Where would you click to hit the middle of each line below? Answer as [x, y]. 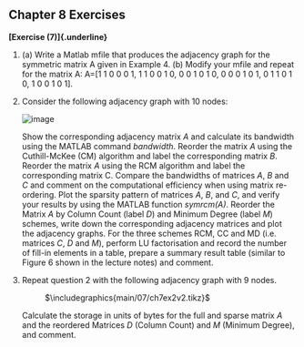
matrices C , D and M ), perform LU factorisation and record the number [154, 243]
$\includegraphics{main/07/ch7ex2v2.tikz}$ [127, 297]
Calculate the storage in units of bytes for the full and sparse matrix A [152, 315]
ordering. [39, 194]
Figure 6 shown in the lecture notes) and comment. [117, 262]
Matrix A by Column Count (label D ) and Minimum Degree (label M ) [147, 214]
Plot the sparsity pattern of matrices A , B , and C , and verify [169, 194]
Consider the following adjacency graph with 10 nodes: [125, 101]
